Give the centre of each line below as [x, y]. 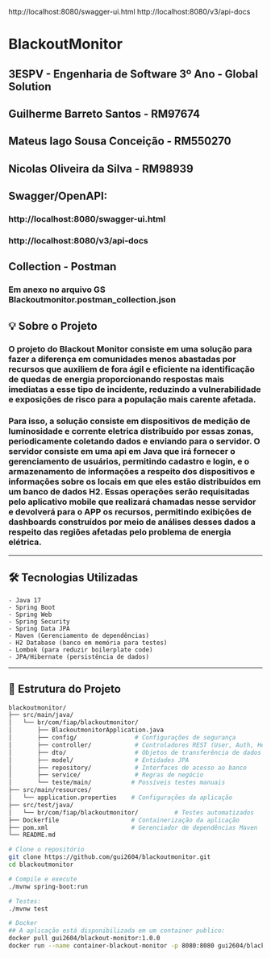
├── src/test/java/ [41, 805]
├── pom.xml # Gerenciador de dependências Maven [133, 827]
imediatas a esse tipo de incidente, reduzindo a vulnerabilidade [135, 389]
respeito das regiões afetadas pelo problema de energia [120, 531]
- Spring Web [30, 614]
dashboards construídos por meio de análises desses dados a [132, 522]
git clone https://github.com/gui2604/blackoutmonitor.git [110, 857]
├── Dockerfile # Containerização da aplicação [124, 820]
